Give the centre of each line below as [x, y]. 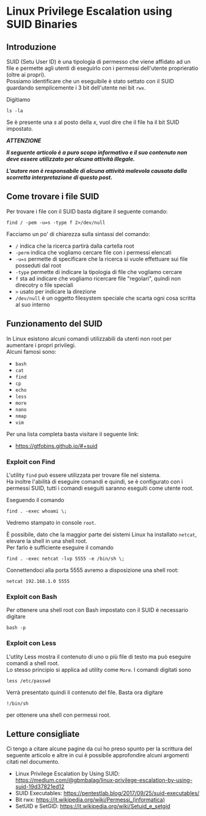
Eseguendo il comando [35, 500]
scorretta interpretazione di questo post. [59, 177]
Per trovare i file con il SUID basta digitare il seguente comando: [87, 211]
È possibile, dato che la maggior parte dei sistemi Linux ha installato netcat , [102, 534]
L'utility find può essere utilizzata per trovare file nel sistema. [84, 475]
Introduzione [32, 47]
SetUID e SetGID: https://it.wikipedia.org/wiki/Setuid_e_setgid [93, 806]
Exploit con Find [31, 462]
